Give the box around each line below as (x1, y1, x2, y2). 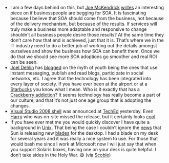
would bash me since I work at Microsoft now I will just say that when (10, 141, 157, 147)
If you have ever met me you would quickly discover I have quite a (10, 119, 150, 125)
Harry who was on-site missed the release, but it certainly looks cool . (10, 114, 157, 120)
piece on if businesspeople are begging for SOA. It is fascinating (10, 10, 146, 16)
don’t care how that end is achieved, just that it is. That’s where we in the (10, 37, 164, 43)
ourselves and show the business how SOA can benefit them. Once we (10, 48, 160, 54)
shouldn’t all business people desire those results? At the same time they (10, 32, 164, 38)
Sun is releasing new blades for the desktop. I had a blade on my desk (10, 130, 159, 136)
